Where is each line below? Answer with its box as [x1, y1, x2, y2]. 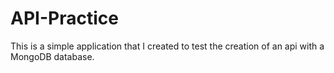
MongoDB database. [10, 50, 95, 62]
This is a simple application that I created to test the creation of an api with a [10, 40, 325, 52]
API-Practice [10, 7, 119, 30]
